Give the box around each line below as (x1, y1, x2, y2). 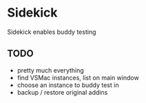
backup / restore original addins (17, 88, 108, 96)
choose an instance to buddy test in (17, 81, 119, 89)
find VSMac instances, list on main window (17, 73, 139, 82)
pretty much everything (17, 66, 84, 74)
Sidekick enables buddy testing (7, 28, 96, 36)
